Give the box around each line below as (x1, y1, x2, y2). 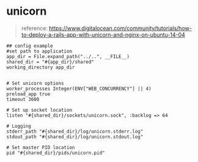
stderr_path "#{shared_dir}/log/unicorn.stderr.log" (6, 128, 144, 134)
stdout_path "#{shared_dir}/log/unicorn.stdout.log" (6, 133, 144, 140)
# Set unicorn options (6, 80, 64, 86)
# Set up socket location (6, 107, 72, 113)
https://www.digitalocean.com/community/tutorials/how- (48, 24, 193, 32)
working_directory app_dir (6, 64, 75, 70)
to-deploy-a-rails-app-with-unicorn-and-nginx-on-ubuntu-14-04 (21, 31, 185, 38)
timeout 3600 (6, 96, 40, 102)
